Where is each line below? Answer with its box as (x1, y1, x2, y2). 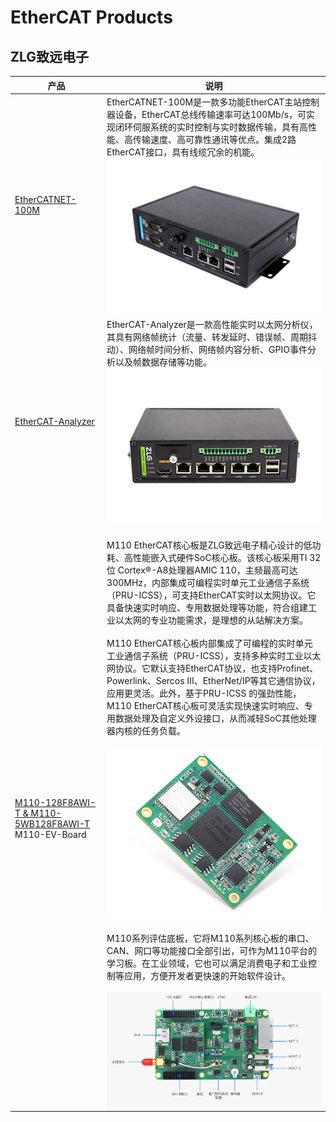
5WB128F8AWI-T (14, 817, 91, 830)
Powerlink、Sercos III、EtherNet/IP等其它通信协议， (106, 675, 321, 687)
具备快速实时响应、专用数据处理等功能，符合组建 (106, 602, 309, 614)
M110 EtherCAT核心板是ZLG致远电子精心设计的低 (106, 539, 313, 551)
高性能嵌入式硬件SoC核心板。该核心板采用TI (124, 552, 308, 564)
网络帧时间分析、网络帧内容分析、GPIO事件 (128, 344, 308, 356)
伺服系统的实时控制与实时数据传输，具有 (133, 121, 300, 133)
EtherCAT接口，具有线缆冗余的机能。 (106, 146, 260, 158)
